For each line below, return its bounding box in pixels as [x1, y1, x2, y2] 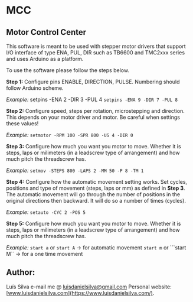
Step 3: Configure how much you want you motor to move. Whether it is [6, 143, 181, 150]
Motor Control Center [6, 27, 87, 37]
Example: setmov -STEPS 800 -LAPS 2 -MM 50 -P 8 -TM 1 [6, 167, 144, 174]
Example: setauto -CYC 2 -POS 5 [6, 209, 86, 216]
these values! [6, 120, 39, 127]
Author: [6, 267, 35, 278]
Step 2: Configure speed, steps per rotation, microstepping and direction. [6, 108, 185, 114]
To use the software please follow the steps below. [6, 67, 130, 74]
